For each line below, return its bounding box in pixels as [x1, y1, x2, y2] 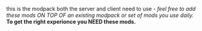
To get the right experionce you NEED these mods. [6, 18, 136, 25]
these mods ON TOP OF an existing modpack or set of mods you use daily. [6, 12, 194, 19]
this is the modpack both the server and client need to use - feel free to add [6, 5, 196, 12]
